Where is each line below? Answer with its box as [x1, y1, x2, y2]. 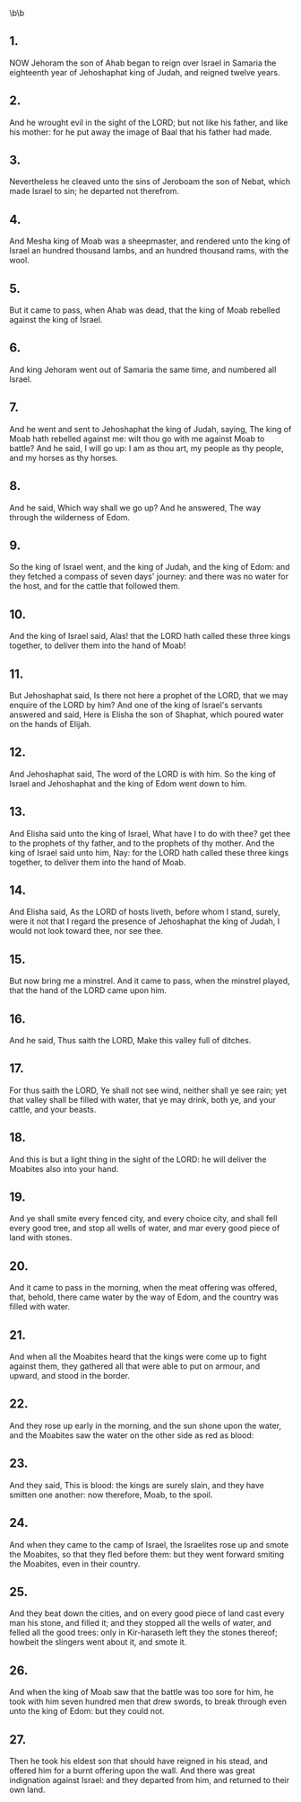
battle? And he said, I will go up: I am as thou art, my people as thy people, [9, 442, 284, 453]
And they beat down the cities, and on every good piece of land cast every [9, 1608, 285, 1619]
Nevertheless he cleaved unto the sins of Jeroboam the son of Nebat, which [9, 176, 291, 187]
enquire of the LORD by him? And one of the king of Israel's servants [9, 699, 262, 710]
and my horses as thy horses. [9, 452, 118, 463]
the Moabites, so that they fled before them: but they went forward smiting [9, 1549, 285, 1559]
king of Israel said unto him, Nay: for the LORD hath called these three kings [9, 847, 289, 857]
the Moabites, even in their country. [9, 1558, 141, 1569]
